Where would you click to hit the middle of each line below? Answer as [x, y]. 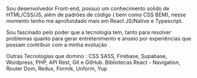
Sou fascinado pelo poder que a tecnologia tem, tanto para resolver [89, 32]
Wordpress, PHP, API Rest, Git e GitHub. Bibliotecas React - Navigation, [93, 62]
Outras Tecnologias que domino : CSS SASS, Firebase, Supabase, [87, 56]
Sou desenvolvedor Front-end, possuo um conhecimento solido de [88, 9]
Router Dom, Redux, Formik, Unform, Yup [57, 69]
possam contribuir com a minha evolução [57, 45]
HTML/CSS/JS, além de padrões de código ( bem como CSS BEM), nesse [96, 15]
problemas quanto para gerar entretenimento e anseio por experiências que [99, 38]
